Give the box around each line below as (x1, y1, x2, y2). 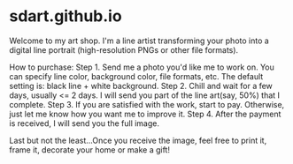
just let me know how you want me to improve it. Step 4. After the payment (9, 108, 281, 119)
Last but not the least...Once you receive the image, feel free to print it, (9, 135, 267, 145)
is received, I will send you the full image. (9, 117, 160, 129)
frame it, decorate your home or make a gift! (9, 144, 171, 155)
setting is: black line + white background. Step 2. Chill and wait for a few (9, 80, 273, 91)
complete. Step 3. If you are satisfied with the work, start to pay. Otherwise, (9, 99, 285, 109)
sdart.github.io (9, 6, 122, 26)
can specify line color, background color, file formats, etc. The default (9, 71, 264, 81)
